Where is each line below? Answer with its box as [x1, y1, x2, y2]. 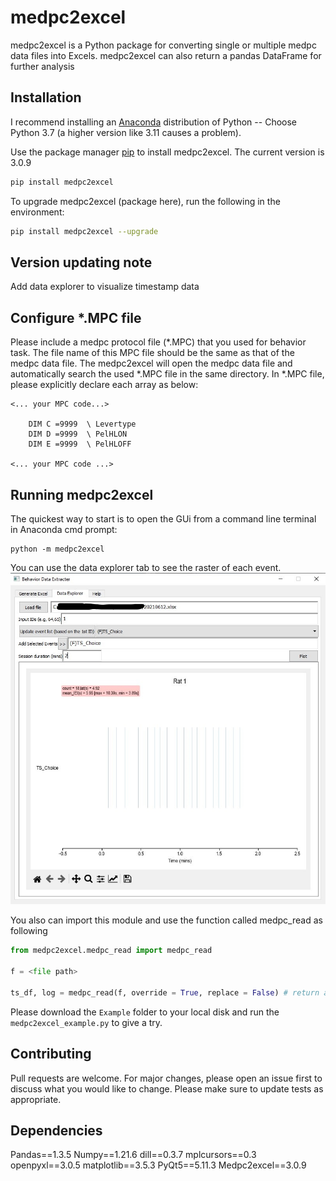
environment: [10, 206, 65, 218]
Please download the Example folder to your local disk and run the [10, 1006, 280, 1018]
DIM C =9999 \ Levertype [28, 419, 137, 430]
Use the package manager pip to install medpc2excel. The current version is [10, 146, 325, 158]
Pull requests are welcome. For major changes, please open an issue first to [10, 1072, 323, 1084]
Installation [10, 89, 82, 106]
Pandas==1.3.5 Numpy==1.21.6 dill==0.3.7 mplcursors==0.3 [10, 1149, 257, 1161]
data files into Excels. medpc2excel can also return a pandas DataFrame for [10, 49, 322, 61]
